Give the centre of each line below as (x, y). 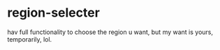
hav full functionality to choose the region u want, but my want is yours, (110, 32)
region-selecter (53, 13)
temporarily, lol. (30, 39)
